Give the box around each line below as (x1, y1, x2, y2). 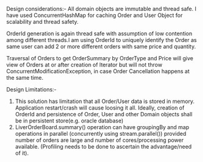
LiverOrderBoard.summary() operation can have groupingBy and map (15, 124, 190, 130)
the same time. (6, 74, 44, 81)
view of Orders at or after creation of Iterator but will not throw (6, 61, 163, 68)
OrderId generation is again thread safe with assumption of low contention (6, 30, 193, 37)
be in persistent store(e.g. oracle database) (15, 117, 123, 124)
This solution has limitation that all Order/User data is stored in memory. (15, 97, 195, 105)
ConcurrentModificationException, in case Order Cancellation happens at (6, 68, 190, 75)
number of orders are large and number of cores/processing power (15, 136, 184, 144)
